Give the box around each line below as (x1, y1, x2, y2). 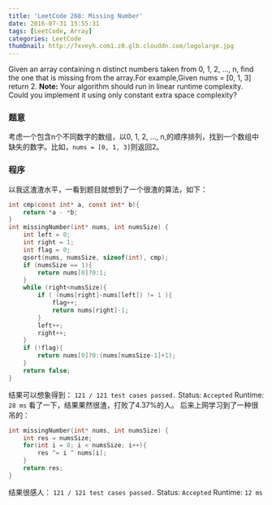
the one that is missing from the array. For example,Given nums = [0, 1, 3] (8, 73, 252, 83)
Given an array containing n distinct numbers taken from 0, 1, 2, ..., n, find (8, 64, 254, 74)
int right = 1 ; (23, 239, 75, 247)
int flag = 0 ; (23, 245, 71, 254)
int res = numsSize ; (23, 434, 93, 442)
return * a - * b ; (23, 208, 79, 216)
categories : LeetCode (8, 34, 82, 43)
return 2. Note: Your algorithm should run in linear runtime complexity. (8, 82, 244, 92)
